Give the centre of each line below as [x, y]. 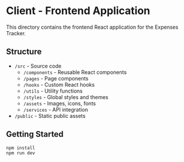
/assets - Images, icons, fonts [59, 103]
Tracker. [16, 33]
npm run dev [21, 153]
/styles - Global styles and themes [66, 97]
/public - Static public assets [50, 116]
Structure [24, 52]
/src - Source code [38, 66]
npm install [21, 148]
